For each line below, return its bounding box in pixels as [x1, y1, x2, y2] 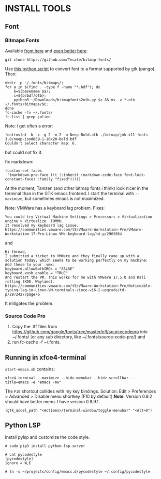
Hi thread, [5, 249, 27, 254]
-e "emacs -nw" [30, 380, 62, 385]
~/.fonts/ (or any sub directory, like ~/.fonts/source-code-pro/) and [12, 334, 146, 340]
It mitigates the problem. [5, 300, 54, 306]
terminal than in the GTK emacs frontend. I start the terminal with [5, 190, 134, 196]
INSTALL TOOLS [5, 3, 71, 14]
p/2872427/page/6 [5, 292, 40, 297]
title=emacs [5, 380, 29, 385]
